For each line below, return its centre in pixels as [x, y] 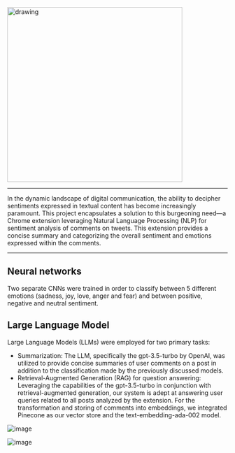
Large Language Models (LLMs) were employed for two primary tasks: [109, 342]
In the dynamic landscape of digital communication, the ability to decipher [114, 198]
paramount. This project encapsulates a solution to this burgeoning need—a [117, 213]
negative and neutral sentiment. [53, 303]
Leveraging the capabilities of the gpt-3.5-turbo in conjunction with [114, 385]
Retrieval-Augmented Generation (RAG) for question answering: [109, 377]
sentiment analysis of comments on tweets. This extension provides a [108, 228]
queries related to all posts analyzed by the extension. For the [106, 400]
